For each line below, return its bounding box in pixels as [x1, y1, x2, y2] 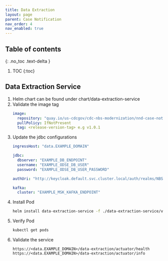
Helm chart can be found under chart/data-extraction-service [12, 96, 140, 102]
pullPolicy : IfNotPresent [17, 120, 71, 125]
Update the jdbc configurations [12, 134, 77, 140]
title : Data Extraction [5, 7, 55, 13]
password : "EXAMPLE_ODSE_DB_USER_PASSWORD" [17, 167, 109, 172]
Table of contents [5, 45, 61, 53]
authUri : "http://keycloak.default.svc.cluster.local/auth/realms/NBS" [12, 176, 165, 181]
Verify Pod [12, 218, 35, 224]
